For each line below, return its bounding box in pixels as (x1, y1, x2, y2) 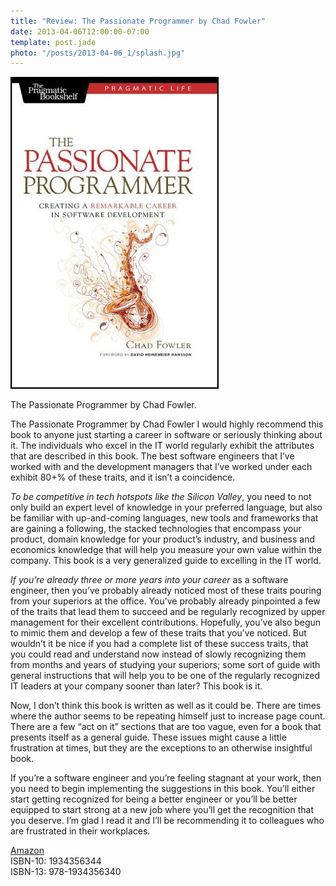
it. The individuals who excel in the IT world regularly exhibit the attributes (10, 440, 315, 452)
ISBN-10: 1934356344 (10, 855, 102, 867)
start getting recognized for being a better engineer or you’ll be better (10, 793, 298, 805)
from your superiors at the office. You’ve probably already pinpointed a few (10, 595, 321, 607)
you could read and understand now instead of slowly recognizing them (10, 648, 307, 660)
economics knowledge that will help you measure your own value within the (10, 544, 323, 556)
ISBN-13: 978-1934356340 (10, 866, 122, 878)
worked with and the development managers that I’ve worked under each (10, 461, 313, 473)
